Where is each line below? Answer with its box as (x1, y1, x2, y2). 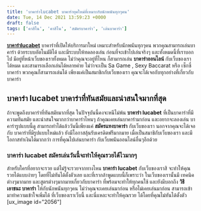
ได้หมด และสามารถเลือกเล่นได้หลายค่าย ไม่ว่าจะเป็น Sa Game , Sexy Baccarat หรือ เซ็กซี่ (7, 62, 192, 69)
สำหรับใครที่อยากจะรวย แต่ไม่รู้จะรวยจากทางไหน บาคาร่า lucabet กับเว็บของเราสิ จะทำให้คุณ (7, 165, 191, 172)
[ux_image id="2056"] (7, 198, 62, 206)
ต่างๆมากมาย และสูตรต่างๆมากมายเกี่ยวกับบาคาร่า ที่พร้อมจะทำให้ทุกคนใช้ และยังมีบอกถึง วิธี (7, 178, 185, 185)
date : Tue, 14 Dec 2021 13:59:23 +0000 (7, 14, 106, 20)
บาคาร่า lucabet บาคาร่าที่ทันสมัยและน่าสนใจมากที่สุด (7, 93, 167, 103)
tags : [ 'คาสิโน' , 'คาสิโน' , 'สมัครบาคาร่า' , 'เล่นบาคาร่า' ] (7, 25, 127, 32)
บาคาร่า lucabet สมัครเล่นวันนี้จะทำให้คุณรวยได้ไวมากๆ (7, 151, 137, 159)
